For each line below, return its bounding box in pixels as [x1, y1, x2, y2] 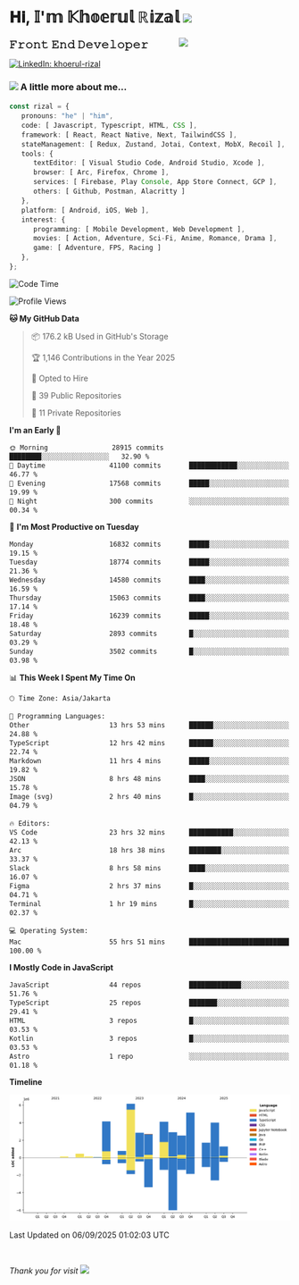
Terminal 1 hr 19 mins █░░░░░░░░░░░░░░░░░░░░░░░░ [9, 899, 290, 908]
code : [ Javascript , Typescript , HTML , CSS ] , [21, 121, 198, 130]
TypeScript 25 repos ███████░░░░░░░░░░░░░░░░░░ [9, 998, 290, 1007]
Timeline [9, 1076, 43, 1087]
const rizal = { [9, 102, 70, 112]
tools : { [21, 149, 54, 158]
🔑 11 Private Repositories [30, 407, 122, 418]
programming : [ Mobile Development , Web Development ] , [32, 224, 245, 233]
